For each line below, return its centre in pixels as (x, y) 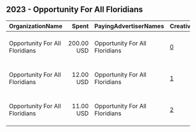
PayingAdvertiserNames (129, 26)
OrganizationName (36, 26)
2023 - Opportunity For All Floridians (75, 10)
